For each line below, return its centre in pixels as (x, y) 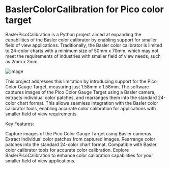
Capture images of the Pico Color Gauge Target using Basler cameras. (79, 133)
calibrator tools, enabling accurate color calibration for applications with (81, 108)
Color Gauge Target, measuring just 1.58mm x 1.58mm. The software (77, 87)
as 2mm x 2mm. (22, 61)
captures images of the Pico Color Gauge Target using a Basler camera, (81, 92)
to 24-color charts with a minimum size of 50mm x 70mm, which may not (82, 51)
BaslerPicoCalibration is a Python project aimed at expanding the (73, 34)
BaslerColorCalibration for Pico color (84, 9)
